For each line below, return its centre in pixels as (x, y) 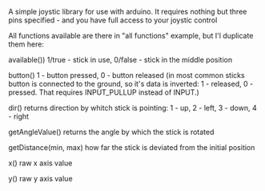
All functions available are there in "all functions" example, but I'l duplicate (131, 36)
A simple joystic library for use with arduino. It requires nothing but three (128, 12)
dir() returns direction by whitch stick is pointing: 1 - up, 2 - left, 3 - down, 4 (133, 108)
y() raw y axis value (41, 179)
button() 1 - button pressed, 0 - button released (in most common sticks (127, 75)
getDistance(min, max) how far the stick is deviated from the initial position (132, 147)
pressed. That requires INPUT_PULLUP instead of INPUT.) (104, 92)
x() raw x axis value (40, 163)
